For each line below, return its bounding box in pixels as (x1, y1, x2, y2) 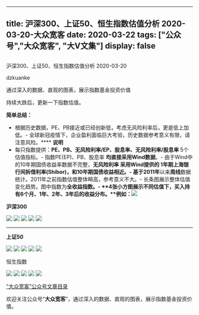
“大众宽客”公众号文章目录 (6, 282, 68, 290)
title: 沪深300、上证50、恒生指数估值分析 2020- (6, 19, 185, 29)
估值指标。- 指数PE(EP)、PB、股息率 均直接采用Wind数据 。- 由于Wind (14, 153, 188, 160)
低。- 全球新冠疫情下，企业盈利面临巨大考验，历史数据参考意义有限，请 (14, 131, 191, 138)
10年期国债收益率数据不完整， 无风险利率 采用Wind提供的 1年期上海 (20, 161, 184, 168)
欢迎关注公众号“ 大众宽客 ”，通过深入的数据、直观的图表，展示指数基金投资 (6, 295, 188, 302)
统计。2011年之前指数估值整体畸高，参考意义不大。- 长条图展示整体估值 (14, 176, 191, 183)
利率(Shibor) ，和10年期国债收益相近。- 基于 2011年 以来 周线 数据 (35, 168, 191, 175)
